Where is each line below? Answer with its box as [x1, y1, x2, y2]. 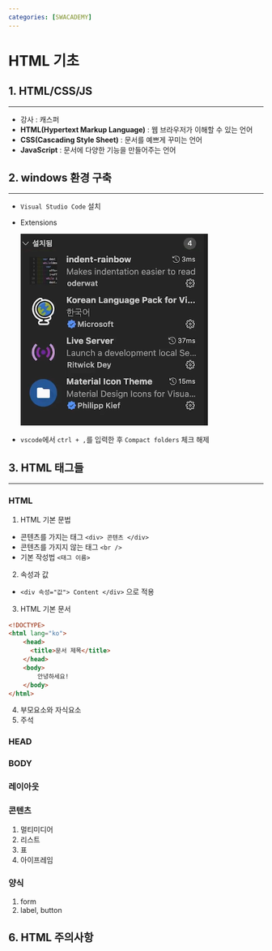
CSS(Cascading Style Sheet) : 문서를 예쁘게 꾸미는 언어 [19, 135, 202, 144]
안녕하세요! [37, 672, 70, 681]
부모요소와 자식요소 [19, 705, 82, 715]
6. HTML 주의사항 [8, 931, 94, 945]
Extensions [19, 217, 57, 227]
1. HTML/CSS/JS [8, 84, 93, 98]
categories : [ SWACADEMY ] [8, 13, 92, 21]
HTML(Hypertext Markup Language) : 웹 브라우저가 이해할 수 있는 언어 [19, 124, 253, 134]
